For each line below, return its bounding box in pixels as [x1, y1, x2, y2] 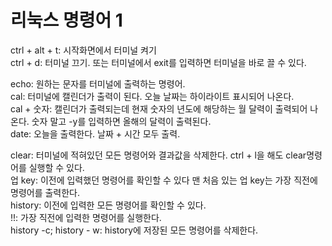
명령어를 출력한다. [10, 186, 81, 198]
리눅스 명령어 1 [10, 9, 123, 32]
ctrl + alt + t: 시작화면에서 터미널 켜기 [10, 44, 157, 56]
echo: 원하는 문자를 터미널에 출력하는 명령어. [10, 77, 186, 90]
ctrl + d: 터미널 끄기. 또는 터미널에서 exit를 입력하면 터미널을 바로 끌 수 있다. [10, 56, 307, 68]
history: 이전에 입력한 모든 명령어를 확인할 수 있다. [10, 199, 207, 211]
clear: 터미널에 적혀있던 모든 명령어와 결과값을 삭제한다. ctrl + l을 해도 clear [10, 149, 307, 161]
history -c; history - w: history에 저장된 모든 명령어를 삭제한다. [10, 224, 259, 236]
